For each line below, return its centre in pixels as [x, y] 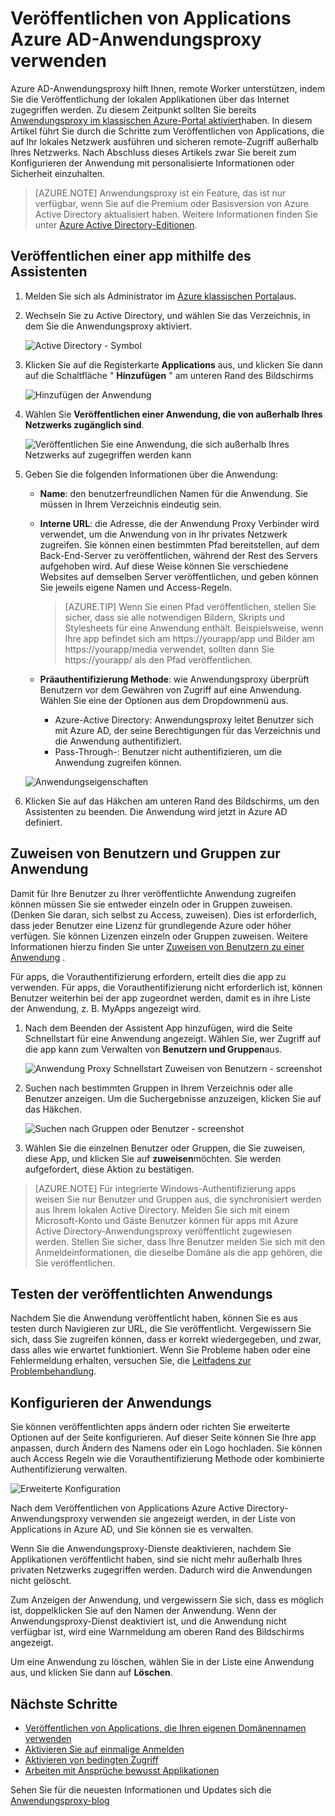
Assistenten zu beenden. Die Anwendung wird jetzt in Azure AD [156, 811]
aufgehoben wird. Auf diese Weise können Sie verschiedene [164, 566]
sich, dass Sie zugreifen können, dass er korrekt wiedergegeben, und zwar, [166, 1339]
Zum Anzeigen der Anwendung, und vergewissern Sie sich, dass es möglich [167, 1600]
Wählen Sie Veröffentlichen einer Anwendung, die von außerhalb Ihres [173, 414]
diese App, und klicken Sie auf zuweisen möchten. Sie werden [153, 1158]
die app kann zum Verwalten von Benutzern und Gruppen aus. [153, 1049]
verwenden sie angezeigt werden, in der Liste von [192, 1519]
